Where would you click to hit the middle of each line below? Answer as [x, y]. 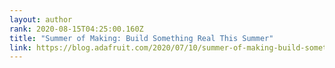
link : [20, 47]
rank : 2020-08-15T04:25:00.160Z [76, 29]
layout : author [41, 19]
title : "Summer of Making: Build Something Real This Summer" [141, 38]
